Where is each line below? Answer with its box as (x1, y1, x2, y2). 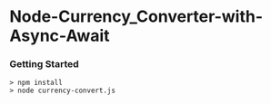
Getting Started (9, 58, 79, 71)
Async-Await (9, 25, 111, 46)
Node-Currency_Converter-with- (9, 6, 264, 27)
